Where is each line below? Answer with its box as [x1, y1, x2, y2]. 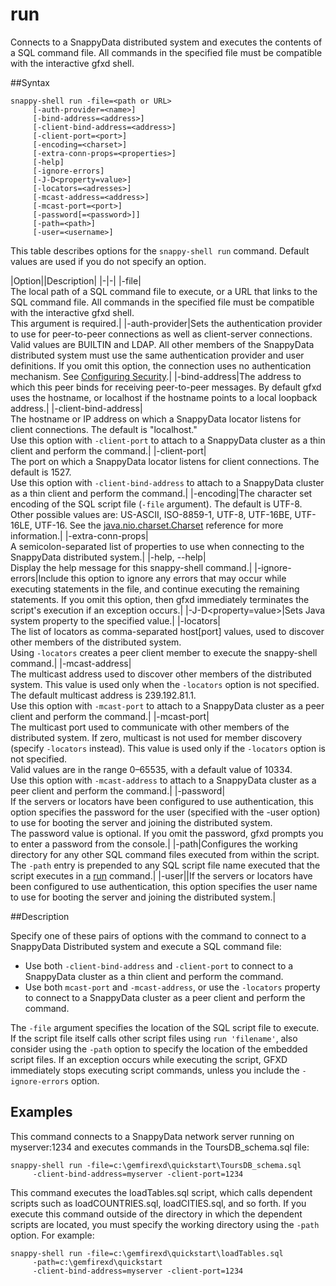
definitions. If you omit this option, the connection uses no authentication [10, 359, 312, 372]
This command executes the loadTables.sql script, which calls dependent [10, 1186, 313, 1198]
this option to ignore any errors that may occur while [70, 572, 287, 584]
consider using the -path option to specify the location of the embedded [10, 1043, 308, 1055]
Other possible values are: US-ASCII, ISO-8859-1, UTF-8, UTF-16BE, [10, 508, 293, 520]
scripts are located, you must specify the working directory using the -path [10, 1218, 320, 1230]
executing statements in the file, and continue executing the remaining [10, 583, 300, 595]
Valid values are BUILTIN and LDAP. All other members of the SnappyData [10, 338, 315, 350]
